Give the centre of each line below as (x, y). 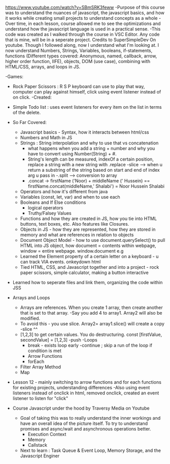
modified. (30, 318)
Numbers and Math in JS (46, 137)
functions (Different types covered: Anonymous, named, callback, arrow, (81, 56)
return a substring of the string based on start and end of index (94, 170)
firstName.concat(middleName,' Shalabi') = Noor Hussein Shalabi (96, 186)
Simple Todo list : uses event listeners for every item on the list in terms (87, 107)
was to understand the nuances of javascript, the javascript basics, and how (85, 13)
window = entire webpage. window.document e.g (72, 251)
